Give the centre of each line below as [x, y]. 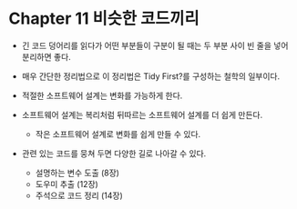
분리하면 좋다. [46, 56]
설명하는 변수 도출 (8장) [77, 173]
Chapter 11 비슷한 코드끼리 [104, 19]
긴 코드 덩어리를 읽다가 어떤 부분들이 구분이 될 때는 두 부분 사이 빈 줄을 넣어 [155, 45]
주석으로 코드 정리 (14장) [79, 195]
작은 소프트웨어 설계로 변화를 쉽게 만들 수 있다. [118, 134]
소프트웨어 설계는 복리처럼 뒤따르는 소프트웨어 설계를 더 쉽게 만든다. [142, 114]
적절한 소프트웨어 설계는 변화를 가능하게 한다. [102, 95]
